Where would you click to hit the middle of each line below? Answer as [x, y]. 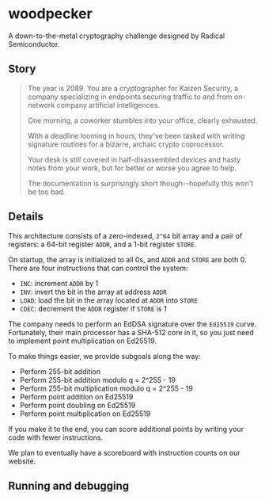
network [41, 105]
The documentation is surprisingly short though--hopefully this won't [140, 183]
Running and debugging [69, 485]
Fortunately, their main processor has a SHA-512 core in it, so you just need [131, 332]
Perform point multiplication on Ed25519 [85, 414]
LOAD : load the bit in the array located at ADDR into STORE [108, 300]
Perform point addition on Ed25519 [76, 396]
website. [22, 461]
